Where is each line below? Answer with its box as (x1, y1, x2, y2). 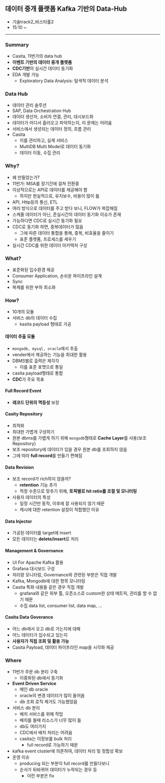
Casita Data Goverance (5, 614, 53, 620)
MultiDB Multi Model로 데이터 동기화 (19, 144, 91, 150)
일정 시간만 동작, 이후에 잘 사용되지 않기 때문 (19, 500, 105, 506)
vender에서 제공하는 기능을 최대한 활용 (12, 351, 87, 357)
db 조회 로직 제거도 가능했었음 (19, 699, 78, 705)
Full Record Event (5, 388, 42, 394)
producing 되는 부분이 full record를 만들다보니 (19, 760, 110, 767)
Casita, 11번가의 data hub (12, 53, 62, 59)
